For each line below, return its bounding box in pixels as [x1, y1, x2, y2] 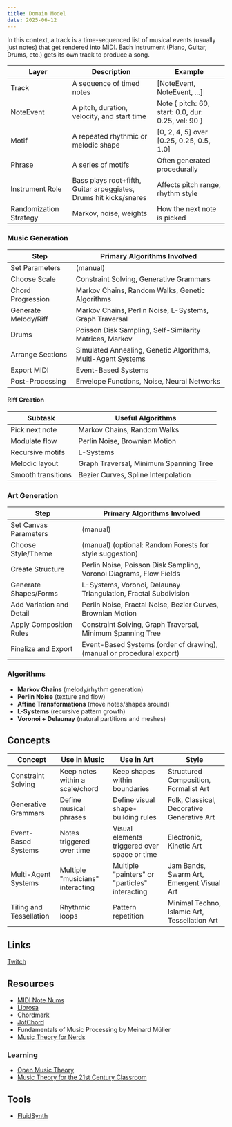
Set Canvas [10, 520, 48, 530]
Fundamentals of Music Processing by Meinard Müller [17, 1026, 171, 1034]
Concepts [7, 734, 50, 746]
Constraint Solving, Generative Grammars [75, 274, 211, 284]
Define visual [113, 795, 155, 805]
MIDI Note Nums [17, 996, 64, 1004]
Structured [167, 767, 202, 777]
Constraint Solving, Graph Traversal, [81, 620, 199, 630]
